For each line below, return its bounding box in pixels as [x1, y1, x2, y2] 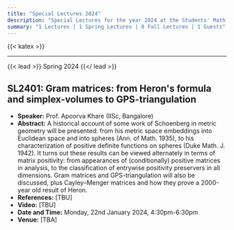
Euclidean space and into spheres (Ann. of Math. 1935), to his [17, 134, 194, 143]
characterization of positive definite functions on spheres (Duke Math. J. [17, 141, 226, 150]
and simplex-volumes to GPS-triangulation [7, 93, 197, 105]
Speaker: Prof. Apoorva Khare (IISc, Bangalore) [17, 112, 154, 121]
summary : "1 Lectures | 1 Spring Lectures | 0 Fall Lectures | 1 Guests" [7, 23, 226, 30]
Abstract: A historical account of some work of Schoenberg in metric [17, 119, 217, 128]
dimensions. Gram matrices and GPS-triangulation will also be [17, 171, 195, 180]
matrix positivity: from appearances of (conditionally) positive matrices [17, 156, 221, 164]
